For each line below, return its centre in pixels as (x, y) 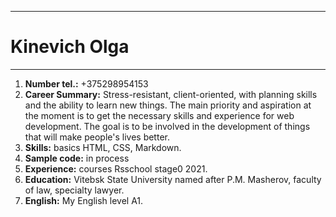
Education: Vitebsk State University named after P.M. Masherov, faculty (173, 179)
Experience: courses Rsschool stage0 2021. (116, 168)
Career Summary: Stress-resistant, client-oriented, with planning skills (171, 94)
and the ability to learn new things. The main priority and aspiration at (168, 105)
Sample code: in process (77, 158)
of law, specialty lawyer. (74, 190)
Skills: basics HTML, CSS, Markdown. (103, 147)
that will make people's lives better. (97, 137)
